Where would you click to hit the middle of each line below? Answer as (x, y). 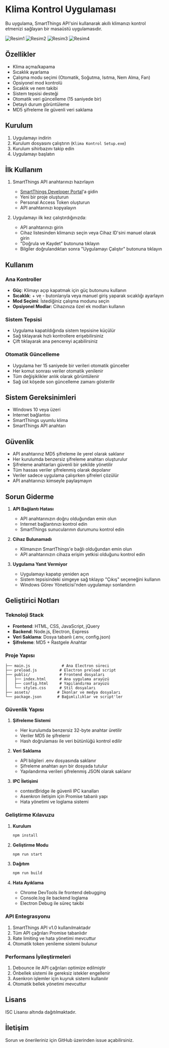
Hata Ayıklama (28, 883)
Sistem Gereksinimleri (41, 397)
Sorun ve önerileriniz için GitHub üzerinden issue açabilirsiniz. (70, 1040)
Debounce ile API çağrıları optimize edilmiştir (59, 968)
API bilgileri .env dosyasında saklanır (58, 761)
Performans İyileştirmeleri (38, 956)
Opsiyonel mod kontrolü (37, 82)
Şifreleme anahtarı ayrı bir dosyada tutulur (64, 766)
